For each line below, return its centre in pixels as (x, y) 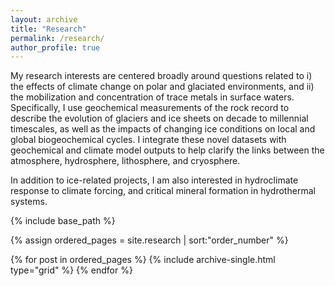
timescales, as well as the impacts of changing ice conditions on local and (163, 129)
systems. (29, 202)
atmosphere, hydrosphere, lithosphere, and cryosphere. (125, 161)
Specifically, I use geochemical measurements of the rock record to (150, 108)
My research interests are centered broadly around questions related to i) (161, 76)
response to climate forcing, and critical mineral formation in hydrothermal (163, 191)
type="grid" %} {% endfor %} (71, 270)
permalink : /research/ (57, 38)
